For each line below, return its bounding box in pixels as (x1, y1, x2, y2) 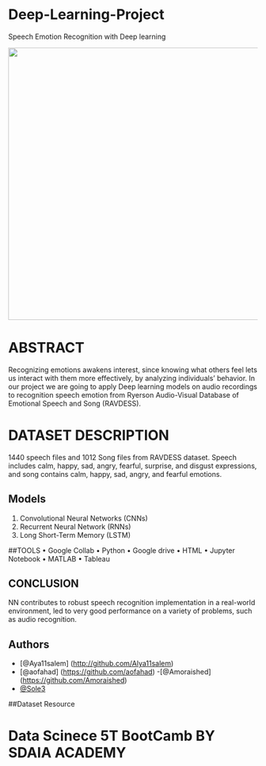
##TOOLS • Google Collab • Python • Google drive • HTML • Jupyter (8, 545, 236, 555)
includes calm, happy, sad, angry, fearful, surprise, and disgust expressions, (8, 461, 257, 471)
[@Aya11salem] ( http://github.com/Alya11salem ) (19, 659, 174, 669)
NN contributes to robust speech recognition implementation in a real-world (8, 598, 256, 608)
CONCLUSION (8, 577, 79, 591)
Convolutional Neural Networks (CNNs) (19, 513, 148, 523)
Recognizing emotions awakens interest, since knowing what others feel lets (8, 364, 257, 374)
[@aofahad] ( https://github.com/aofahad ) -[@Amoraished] (19, 667, 211, 676)
